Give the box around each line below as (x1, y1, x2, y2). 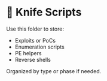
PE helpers (14, 49, 42, 56)
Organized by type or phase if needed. (6, 67, 102, 74)
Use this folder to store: (6, 25, 65, 32)
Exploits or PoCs (14, 37, 56, 44)
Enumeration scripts (14, 43, 65, 50)
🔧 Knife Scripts (6, 5, 82, 19)
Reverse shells (14, 56, 51, 63)
